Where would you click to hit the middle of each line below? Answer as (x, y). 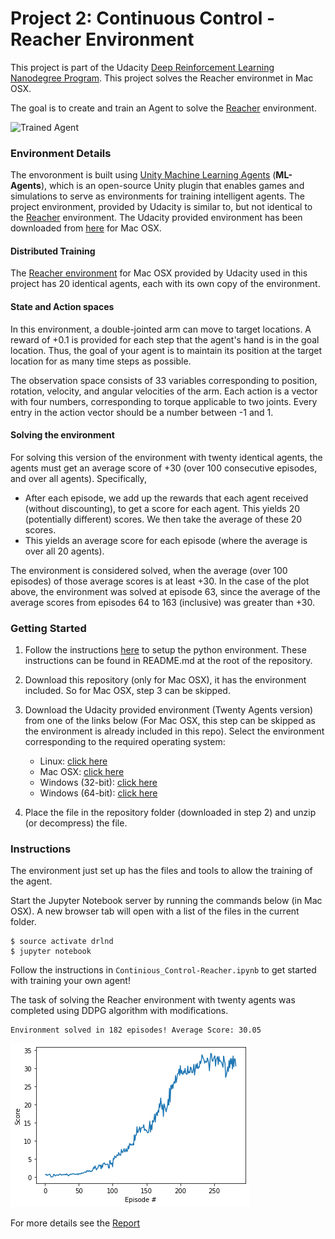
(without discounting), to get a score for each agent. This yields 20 (162, 508)
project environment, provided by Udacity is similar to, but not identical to (161, 207)
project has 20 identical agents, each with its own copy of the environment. (165, 284)
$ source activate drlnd (62, 942)
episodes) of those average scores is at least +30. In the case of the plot (160, 581)
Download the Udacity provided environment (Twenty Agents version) (169, 710)
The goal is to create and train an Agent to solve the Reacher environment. (163, 108)
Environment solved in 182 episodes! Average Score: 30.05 (136, 1030)
